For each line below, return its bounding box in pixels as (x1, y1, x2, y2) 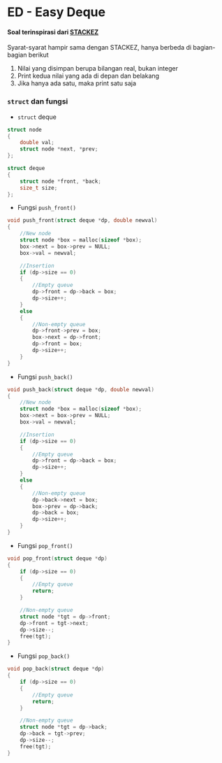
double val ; (20, 139, 54, 146)
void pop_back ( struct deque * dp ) (7, 666, 105, 673)
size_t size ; (20, 184, 58, 191)
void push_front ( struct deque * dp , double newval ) (7, 217, 158, 224)
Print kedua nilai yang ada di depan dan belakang (17, 71, 159, 80)
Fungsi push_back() (17, 372, 73, 381)
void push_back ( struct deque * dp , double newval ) (7, 386, 155, 393)
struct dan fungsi (7, 97, 68, 106)
